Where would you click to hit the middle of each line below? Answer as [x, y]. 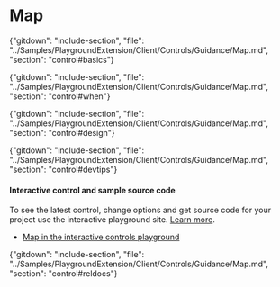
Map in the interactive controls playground [101, 237]
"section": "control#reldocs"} [63, 274]
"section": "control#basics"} [62, 59]
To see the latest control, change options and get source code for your [140, 210]
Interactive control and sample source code [92, 190]
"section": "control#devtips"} [63, 169]
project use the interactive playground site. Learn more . [113, 220]
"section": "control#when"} [60, 96]
